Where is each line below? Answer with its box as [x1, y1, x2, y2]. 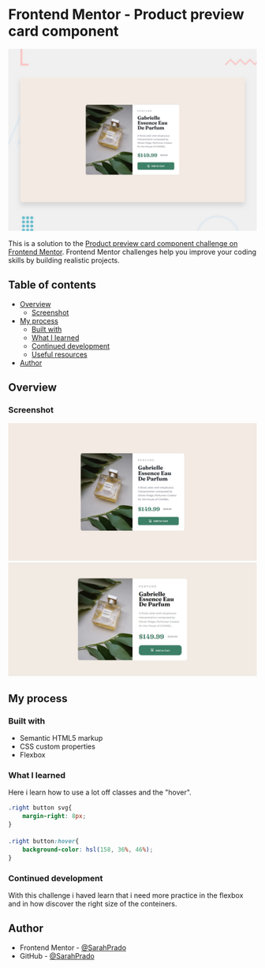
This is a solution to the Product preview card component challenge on [8, 239, 238, 249]
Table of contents [8, 278, 96, 292]
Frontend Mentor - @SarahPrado [19, 943, 127, 952]
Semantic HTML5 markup [19, 734, 103, 743]
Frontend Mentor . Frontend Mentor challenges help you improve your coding [8, 247, 257, 257]
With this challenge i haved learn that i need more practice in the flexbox [8, 890, 244, 900]
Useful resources [31, 349, 88, 359]
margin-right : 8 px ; [22, 813, 87, 820]
